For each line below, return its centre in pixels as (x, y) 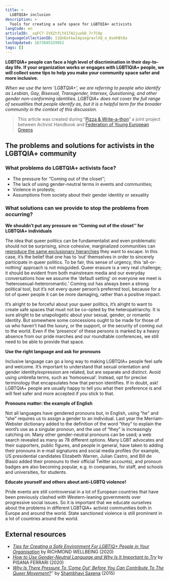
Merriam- (154, 418)
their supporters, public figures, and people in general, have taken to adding (84, 445)
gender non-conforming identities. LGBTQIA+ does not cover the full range (83, 99)
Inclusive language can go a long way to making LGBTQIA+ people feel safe (84, 361)
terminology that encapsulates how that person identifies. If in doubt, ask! (82, 382)
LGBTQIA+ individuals (29, 231)
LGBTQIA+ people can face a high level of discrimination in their (73, 62)
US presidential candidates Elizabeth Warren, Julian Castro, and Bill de (79, 456)
